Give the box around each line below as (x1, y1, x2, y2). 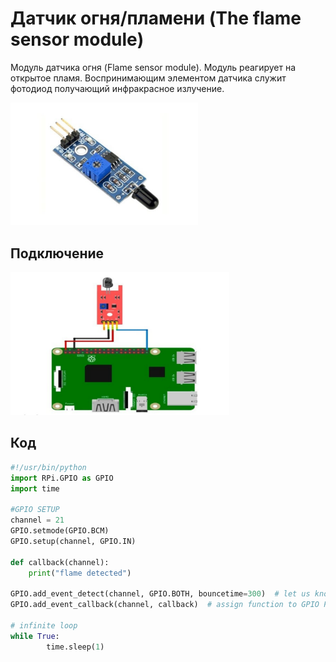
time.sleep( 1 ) (46, 642, 105, 652)
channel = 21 (10, 515, 65, 526)
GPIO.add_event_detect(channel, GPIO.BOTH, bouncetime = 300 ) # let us (10, 589, 311, 599)
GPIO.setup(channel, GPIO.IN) (10, 536, 137, 546)
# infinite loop (10, 620, 78, 631)
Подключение (10, 245, 105, 262)
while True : (10, 631, 60, 641)
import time (10, 483, 60, 494)
